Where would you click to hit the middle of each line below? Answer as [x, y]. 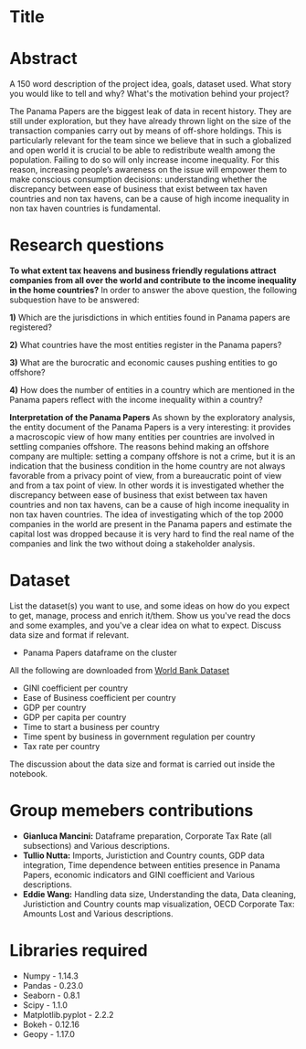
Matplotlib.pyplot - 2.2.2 [68, 1014]
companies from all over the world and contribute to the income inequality [153, 281]
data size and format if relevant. [69, 635]
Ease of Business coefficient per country [99, 698]
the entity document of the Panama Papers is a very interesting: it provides [150, 428]
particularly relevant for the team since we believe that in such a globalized [151, 141]
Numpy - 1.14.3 [51, 976]
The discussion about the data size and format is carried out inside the [142, 764]
